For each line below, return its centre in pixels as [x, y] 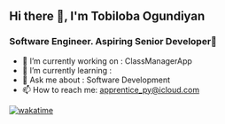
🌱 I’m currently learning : [67, 70]
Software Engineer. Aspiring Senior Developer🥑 [113, 42]
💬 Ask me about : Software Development [96, 80]
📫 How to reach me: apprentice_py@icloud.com [111, 89]
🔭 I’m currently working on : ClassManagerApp [107, 61]
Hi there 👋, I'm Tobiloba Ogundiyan [107, 16]
